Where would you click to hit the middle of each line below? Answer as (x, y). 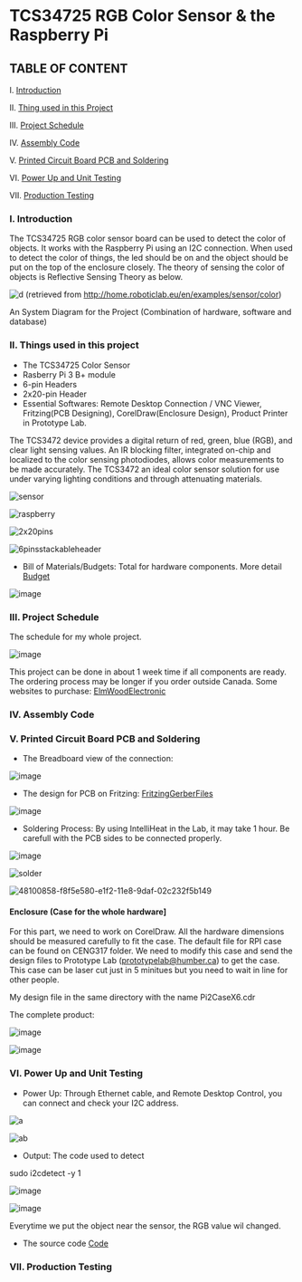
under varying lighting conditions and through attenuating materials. (136, 478)
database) (28, 321)
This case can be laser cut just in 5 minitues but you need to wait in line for (149, 971)
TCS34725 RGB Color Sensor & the (142, 16)
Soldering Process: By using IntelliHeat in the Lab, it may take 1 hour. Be (156, 828)
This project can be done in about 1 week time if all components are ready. (148, 672)
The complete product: (52, 1015)
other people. (34, 980)
